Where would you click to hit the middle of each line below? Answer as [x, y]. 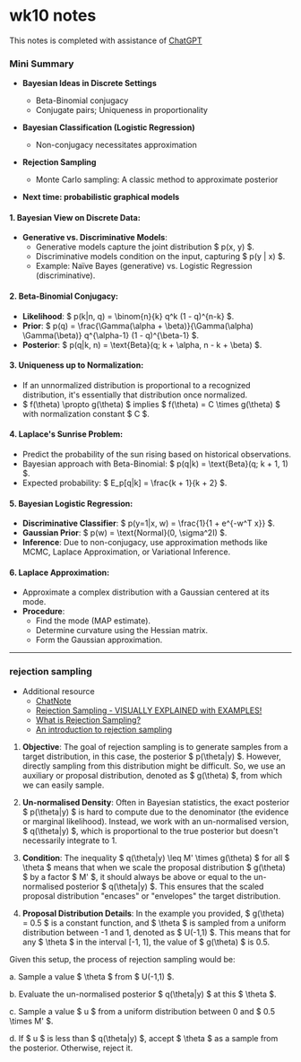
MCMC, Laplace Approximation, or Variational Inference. [126, 552]
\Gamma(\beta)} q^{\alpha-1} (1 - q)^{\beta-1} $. [111, 335]
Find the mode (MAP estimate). [93, 621]
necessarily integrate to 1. [70, 840]
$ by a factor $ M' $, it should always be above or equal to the [137, 876]
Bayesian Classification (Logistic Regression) [108, 127]
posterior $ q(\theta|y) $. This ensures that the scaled [165, 886]
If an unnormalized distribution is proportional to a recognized [136, 385]
